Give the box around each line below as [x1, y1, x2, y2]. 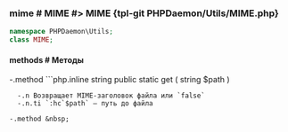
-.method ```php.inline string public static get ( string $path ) [9, 74, 230, 85]
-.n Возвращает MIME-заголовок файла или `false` [17, 91, 205, 100]
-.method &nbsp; [9, 114, 70, 124]
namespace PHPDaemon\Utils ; [9, 27, 114, 36]
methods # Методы [9, 54, 85, 65]
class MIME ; [9, 35, 53, 44]
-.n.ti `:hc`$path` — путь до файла [17, 99, 153, 108]
